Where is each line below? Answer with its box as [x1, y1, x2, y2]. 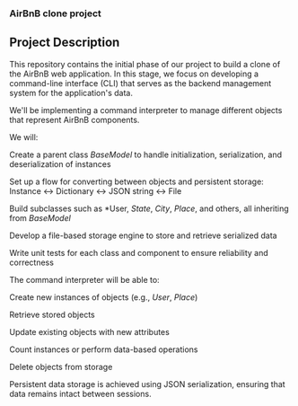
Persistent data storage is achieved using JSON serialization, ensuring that [9, 378, 285, 389]
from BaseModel [9, 212, 72, 223]
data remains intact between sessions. [9, 388, 152, 399]
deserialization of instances [9, 158, 111, 169]
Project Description [9, 35, 120, 50]
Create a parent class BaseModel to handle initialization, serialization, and [9, 149, 283, 160]
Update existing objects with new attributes [9, 326, 171, 337]
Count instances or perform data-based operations [9, 344, 198, 355]
